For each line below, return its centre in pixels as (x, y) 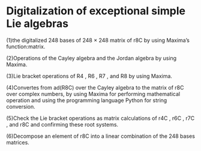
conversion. (21, 106)
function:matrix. (26, 47)
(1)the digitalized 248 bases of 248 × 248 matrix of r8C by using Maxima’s (98, 40)
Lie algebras (37, 24)
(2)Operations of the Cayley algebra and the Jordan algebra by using (91, 58)
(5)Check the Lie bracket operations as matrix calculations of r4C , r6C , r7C (100, 118)
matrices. (18, 142)
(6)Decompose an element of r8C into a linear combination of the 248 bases (100, 136)
